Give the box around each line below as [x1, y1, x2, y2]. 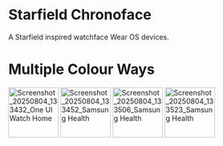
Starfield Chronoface [8, 6, 152, 24]
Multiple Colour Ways [8, 60, 155, 79]
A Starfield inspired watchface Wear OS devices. [8, 32, 170, 42]
